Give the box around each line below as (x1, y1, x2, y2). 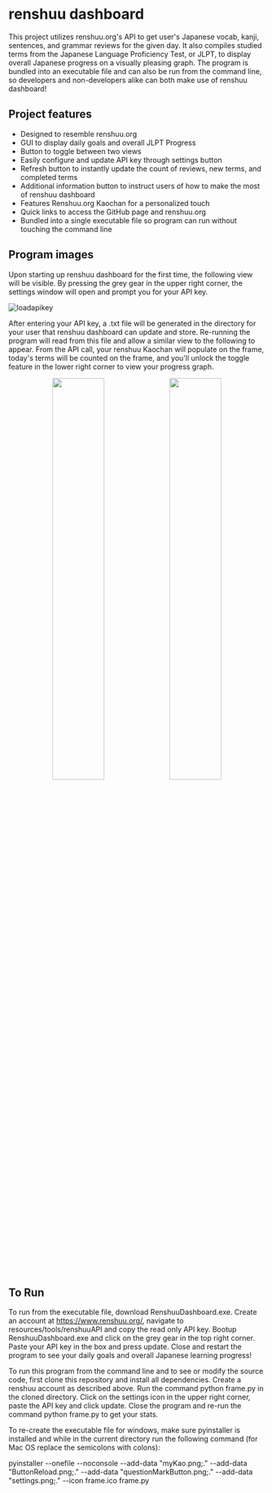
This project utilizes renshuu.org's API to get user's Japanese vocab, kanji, (8, 32, 259, 42)
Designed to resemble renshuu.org (20, 129, 137, 138)
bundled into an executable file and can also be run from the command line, (8, 66, 262, 76)
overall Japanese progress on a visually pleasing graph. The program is (8, 58, 248, 68)
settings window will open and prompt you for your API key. (8, 287, 208, 296)
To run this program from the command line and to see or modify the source (8, 1366, 264, 1377)
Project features (8, 108, 92, 121)
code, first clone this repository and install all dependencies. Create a (8, 1375, 242, 1385)
